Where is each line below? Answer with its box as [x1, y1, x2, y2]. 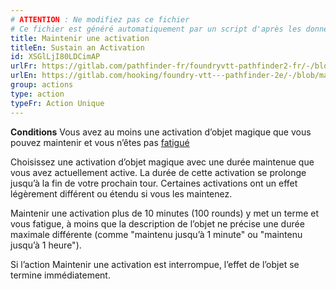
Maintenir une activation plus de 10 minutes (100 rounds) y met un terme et [10, 207, 320, 219]
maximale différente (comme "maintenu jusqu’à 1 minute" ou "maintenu [10, 228, 303, 240]
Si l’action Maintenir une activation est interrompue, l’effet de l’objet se [10, 258, 300, 270]
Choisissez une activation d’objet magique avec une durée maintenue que [10, 156, 315, 168]
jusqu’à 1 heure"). [10, 239, 82, 251]
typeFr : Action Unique [10, 98, 105, 108]
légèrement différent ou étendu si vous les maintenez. [10, 187, 233, 200]
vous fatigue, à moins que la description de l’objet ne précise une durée [10, 217, 305, 230]
